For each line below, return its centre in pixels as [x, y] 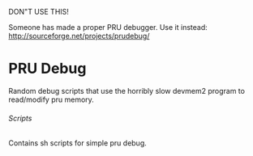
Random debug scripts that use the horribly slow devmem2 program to [127, 91]
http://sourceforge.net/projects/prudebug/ [79, 36]
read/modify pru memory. [51, 99]
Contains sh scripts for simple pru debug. [78, 143]
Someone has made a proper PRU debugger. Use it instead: [108, 27]
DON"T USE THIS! [39, 12]
